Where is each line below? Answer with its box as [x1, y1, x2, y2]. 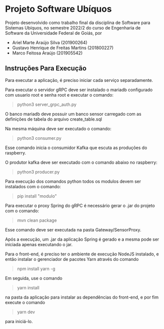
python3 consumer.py [17, 135, 62, 141]
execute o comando [5, 299, 46, 305]
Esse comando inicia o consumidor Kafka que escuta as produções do [5, 145, 147, 151]
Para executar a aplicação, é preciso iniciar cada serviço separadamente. [5, 77, 153, 83]
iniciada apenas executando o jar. [5, 241, 73, 247]
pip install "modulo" [17, 193, 57, 199]
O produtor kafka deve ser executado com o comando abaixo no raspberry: [5, 159, 158, 165]
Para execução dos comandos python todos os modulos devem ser [5, 178, 141, 184]
